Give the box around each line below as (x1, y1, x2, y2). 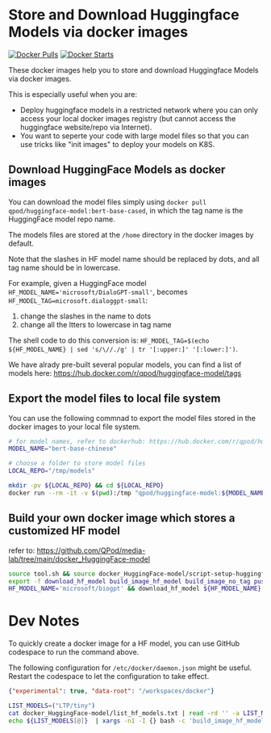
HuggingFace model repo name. (8, 214, 115, 224)
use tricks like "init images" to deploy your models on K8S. (19, 139, 215, 149)
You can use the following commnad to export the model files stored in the (8, 413, 256, 423)
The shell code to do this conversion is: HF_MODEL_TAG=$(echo (8, 335, 210, 345)
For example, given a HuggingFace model (8, 278, 147, 288)
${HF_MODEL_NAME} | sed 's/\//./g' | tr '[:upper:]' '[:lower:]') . (8, 343, 239, 353)
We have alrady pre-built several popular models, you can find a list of (8, 360, 242, 369)
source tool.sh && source (8, 570, 95, 578)
